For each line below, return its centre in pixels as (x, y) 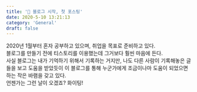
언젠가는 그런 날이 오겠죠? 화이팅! (45, 83)
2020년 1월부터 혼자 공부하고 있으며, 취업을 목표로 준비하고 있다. (81, 46)
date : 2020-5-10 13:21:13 (38, 17)
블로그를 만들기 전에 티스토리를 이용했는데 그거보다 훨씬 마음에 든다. (85, 53)
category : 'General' (32, 23)
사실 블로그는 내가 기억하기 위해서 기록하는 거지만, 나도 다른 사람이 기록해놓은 (96, 61)
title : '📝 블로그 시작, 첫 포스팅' (45, 12)
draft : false (22, 28)
